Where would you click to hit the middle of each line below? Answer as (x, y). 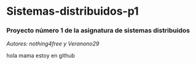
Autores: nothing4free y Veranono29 (53, 44)
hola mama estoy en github (41, 56)
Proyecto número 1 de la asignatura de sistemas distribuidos (98, 31)
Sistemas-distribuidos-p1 (73, 11)
